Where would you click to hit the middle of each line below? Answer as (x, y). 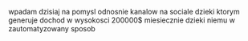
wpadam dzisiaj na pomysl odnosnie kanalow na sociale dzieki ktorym (124, 12)
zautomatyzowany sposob (52, 29)
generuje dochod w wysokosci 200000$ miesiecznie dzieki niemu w (122, 20)
